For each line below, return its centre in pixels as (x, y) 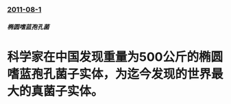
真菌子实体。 (68, 91)
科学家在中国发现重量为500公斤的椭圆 (115, 57)
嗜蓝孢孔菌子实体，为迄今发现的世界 (109, 74)
